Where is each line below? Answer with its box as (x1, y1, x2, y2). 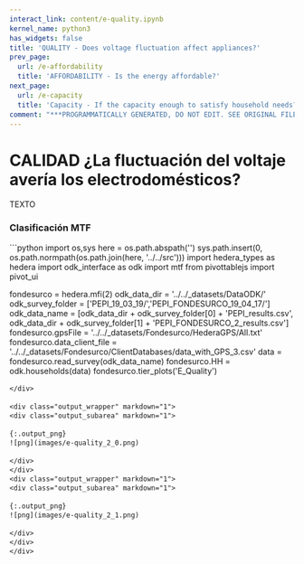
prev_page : (9, 52, 51, 62)
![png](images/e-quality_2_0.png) (9, 438, 140, 447)
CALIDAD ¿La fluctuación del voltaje (9, 150, 287, 171)
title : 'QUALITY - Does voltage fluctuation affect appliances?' (9, 43, 261, 52)
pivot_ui (9, 271, 39, 282)
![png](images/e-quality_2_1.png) (9, 511, 140, 520)
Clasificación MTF (9, 221, 91, 234)
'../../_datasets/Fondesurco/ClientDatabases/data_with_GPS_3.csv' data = (9, 346, 282, 357)
